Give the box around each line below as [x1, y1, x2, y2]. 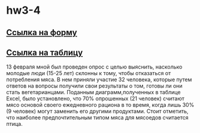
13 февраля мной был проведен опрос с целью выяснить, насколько [6, 63, 183, 70]
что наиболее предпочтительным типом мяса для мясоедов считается [6, 114, 189, 121]
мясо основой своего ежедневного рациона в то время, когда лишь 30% [6, 101, 195, 109]
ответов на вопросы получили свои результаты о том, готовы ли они [6, 82, 183, 89]
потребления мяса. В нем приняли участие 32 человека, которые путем [6, 76, 192, 83]
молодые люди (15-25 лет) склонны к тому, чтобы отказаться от [6, 70, 171, 77]
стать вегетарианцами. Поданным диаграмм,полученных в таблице [6, 89, 181, 96]
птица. [6, 120, 23, 128]
